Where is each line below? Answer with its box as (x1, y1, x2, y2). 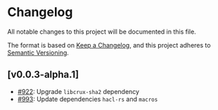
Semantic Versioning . (7, 48, 69, 57)
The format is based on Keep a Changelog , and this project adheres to (7, 41, 211, 49)
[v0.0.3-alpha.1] (7, 69, 79, 81)
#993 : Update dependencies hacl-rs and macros (17, 95, 158, 103)
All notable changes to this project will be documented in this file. (7, 27, 197, 36)
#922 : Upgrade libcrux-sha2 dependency (17, 87, 139, 95)
